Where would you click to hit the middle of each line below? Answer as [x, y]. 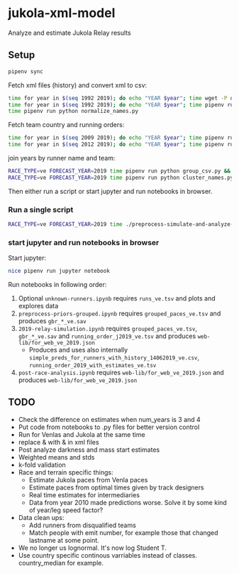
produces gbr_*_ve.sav [52, 321]
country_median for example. [61, 563]
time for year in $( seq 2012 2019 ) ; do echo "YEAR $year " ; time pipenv [116, 145]
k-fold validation [42, 465]
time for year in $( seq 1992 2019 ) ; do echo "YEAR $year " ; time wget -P [118, 98]
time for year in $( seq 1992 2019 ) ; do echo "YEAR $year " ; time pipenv [116, 104]
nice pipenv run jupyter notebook [59, 271]
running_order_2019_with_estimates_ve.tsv [93, 366]
